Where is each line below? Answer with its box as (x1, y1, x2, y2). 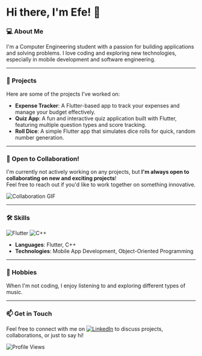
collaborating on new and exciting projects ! (6, 174, 117, 182)
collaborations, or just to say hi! (6, 331, 84, 339)
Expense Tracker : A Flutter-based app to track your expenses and (14, 102, 180, 109)
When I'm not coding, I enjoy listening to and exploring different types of (6, 282, 186, 289)
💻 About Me (6, 27, 44, 35)
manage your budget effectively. (14, 108, 96, 115)
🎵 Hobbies (6, 268, 37, 277)
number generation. (14, 133, 64, 141)
